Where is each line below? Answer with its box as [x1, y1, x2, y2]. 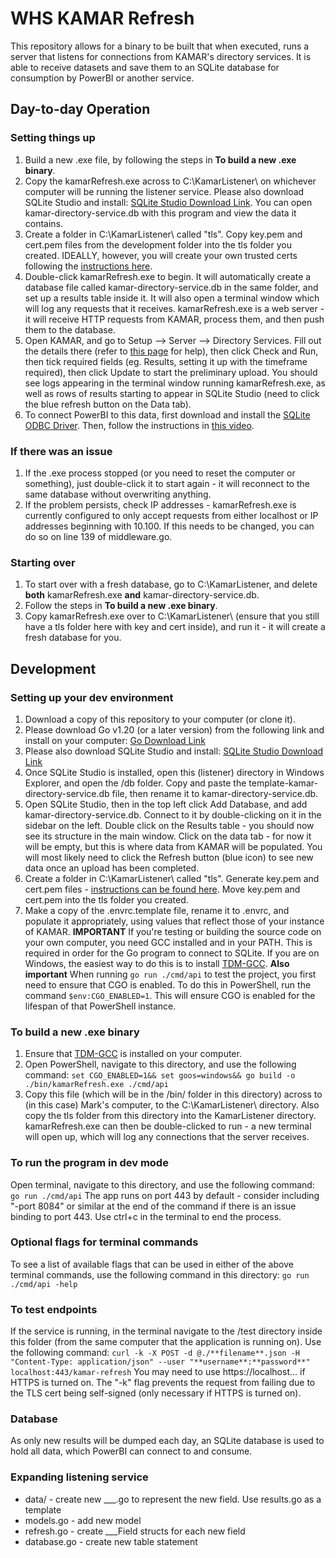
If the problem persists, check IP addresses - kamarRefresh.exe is [24, 498, 297, 511]
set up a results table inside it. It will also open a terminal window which [24, 292, 320, 304]
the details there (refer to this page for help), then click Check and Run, [24, 345, 319, 357]
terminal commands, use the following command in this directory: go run [10, 1268, 310, 1281]
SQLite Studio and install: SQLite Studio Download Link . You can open [24, 196, 313, 208]
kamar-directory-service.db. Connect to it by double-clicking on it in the [24, 808, 322, 821]
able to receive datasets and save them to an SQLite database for [10, 61, 280, 73]
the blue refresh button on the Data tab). [24, 398, 192, 410]
